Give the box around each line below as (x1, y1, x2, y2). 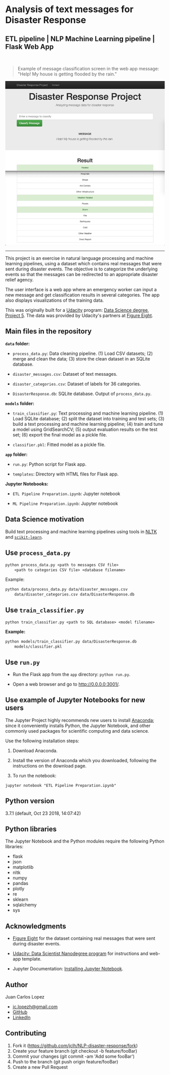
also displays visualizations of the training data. (5, 297, 104, 303)
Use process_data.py (5, 548, 71, 557)
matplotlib (12, 864, 34, 870)
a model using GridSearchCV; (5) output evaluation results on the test (12, 426, 158, 432)
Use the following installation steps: (5, 738, 79, 744)
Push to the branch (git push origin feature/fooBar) (12, 1058, 118, 1064)
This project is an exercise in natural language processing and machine (5, 255, 154, 261)
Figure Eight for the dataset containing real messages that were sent (12, 935, 155, 941)
